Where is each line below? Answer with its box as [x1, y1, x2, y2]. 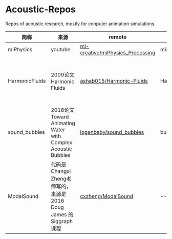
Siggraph [51, 217, 73, 225]
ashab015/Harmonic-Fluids [80, 77, 148, 84]
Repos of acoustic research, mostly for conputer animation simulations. [5, 21, 156, 27]
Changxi [51, 168, 71, 175]
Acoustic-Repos [5, 4, 76, 15]
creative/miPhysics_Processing [80, 49, 156, 56]
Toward [51, 113, 69, 120]
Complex [51, 138, 73, 146]
